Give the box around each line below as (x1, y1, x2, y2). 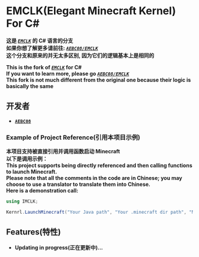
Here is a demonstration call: (6, 187, 79, 194)
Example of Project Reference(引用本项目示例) (6, 133, 140, 142)
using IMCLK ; (6, 198, 38, 205)
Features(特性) (6, 227, 61, 237)
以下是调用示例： (6, 155, 48, 162)
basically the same (6, 82, 54, 89)
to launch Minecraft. (6, 168, 57, 175)
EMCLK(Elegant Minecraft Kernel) (6, 4, 176, 18)
